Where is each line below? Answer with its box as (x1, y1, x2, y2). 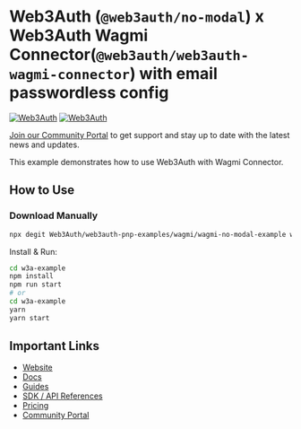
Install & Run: (9, 246, 58, 257)
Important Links (9, 338, 100, 354)
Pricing (21, 400, 49, 411)
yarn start (9, 313, 50, 322)
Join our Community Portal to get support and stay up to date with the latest (9, 129, 290, 140)
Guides (21, 381, 49, 392)
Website (21, 362, 54, 373)
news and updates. (9, 139, 80, 150)
